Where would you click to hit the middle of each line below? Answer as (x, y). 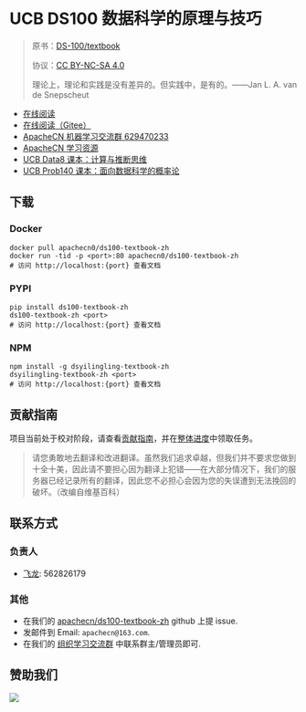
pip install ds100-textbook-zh (69, 307)
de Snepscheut (60, 94)
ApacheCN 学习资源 (60, 148)
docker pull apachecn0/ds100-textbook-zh (90, 247)
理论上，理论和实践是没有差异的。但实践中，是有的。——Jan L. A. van (164, 84)
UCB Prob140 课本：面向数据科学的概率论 (101, 171)
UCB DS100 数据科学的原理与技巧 (136, 19)
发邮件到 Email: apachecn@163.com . (86, 633)
